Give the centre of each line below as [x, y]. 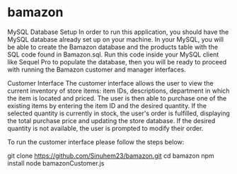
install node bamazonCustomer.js [56, 163]
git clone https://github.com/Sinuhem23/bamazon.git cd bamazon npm [111, 156]
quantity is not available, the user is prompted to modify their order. [105, 128]
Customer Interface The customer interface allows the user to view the [110, 83]
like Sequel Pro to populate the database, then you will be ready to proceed [117, 62]
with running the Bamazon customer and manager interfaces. [97, 69]
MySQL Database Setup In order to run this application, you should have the [118, 32]
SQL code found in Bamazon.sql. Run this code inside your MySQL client [113, 54]
